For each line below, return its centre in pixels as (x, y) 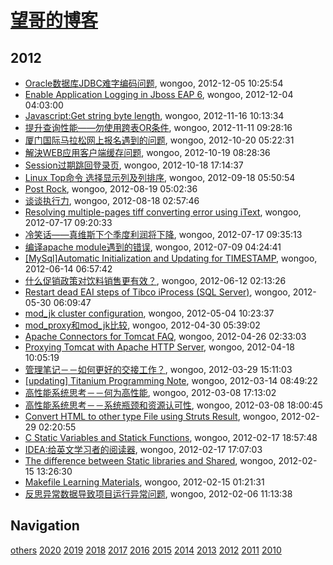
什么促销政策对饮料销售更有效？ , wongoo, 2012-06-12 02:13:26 (155, 280)
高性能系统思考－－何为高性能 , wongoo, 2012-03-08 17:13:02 (150, 392)
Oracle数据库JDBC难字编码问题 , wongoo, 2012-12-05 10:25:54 (154, 83)
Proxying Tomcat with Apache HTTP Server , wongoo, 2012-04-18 (159, 347)
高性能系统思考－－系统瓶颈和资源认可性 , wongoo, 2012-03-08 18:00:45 (173, 405)
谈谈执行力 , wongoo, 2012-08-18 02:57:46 (112, 200)
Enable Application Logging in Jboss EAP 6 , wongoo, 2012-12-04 (159, 94)
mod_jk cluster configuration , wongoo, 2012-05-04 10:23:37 (149, 313)
